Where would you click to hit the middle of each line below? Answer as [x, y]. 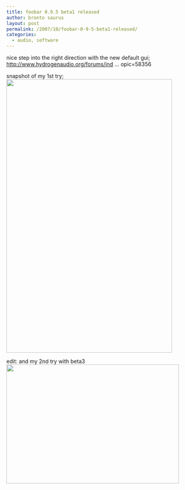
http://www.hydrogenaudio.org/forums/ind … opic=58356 [79, 64]
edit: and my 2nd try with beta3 [46, 361]
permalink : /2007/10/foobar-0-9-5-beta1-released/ [72, 29]
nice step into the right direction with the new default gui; [78, 58]
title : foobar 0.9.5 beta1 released [53, 12]
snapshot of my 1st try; [35, 76]
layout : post [23, 23]
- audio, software [35, 40]
